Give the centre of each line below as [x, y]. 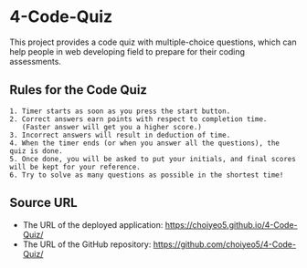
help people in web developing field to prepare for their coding [127, 51]
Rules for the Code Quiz [79, 90]
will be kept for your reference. [75, 167]
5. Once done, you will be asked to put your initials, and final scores [153, 159]
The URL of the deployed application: [93, 224]
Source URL [43, 203]
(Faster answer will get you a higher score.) [112, 127]
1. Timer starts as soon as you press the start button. [120, 111]
